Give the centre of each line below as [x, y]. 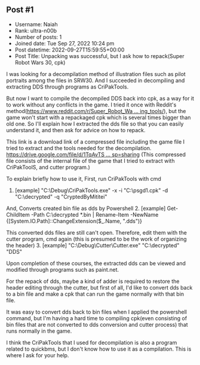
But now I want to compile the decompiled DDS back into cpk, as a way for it [100, 98]
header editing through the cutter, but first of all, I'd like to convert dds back [99, 287]
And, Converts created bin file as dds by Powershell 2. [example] [86, 208]
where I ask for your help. [38, 355]
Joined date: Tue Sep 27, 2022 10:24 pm [64, 43]
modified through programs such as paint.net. [63, 269]
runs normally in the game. [39, 331]
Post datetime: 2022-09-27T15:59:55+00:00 [70, 50]
